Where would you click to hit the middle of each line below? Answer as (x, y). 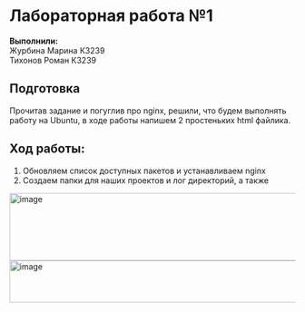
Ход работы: (47, 149)
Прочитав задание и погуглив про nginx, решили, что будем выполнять (148, 111)
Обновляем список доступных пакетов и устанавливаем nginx (144, 171)
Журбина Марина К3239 (57, 50)
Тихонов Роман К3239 (53, 60)
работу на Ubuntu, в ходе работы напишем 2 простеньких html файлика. (150, 120)
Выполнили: (34, 41)
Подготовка (44, 88)
